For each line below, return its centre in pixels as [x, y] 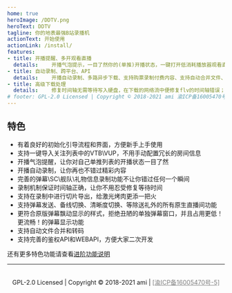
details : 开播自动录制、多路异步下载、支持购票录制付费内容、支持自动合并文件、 [120, 78]
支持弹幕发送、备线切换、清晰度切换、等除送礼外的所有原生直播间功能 [117, 205]
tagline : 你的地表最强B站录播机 [48, 33]
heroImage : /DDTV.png [38, 20]
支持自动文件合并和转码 [50, 230]
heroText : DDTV [29, 26]
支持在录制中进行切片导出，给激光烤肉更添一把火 [87, 196]
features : [21, 52]
